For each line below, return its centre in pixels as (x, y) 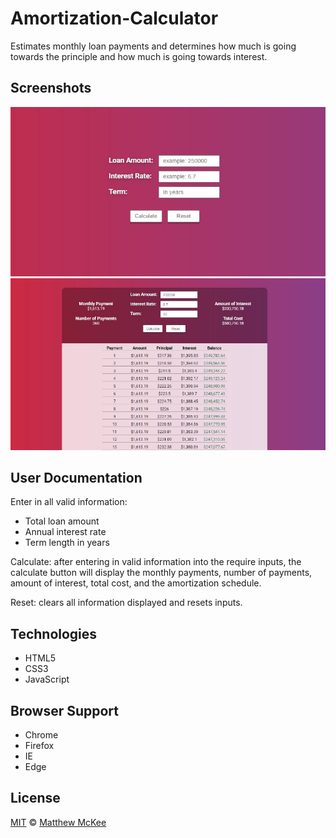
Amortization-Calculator (114, 18)
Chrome (41, 735)
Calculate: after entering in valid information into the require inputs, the (156, 562)
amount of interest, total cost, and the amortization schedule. (136, 583)
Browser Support (65, 710)
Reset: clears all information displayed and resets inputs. (126, 603)
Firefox (39, 746)
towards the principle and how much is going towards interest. (139, 56)
